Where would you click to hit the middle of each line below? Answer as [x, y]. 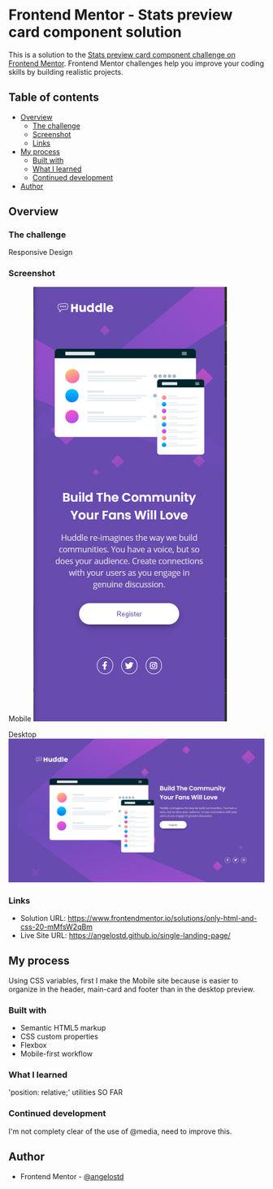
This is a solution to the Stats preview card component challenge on [122, 54]
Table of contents [54, 98]
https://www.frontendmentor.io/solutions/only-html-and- [162, 919]
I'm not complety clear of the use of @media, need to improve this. [120, 1131]
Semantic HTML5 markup [63, 1028]
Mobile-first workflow [56, 1054]
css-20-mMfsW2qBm [56, 927]
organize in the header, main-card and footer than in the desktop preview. [132, 989]
